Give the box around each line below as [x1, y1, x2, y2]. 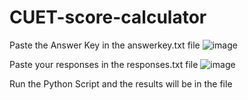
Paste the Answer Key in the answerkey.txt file [9, 39, 201, 51]
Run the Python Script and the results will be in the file [9, 77, 233, 90]
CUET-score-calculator [9, 6, 207, 29]
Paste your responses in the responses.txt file [9, 58, 199, 70]
